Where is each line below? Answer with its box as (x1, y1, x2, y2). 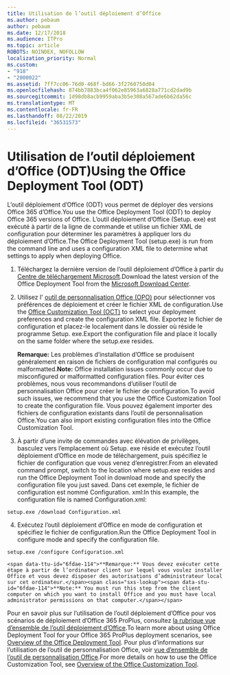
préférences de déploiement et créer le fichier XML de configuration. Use (16, 300, 223, 309)
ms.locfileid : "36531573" (7, 118, 81, 126)
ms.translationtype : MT (7, 100, 76, 107)
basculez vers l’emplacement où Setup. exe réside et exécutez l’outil (16, 444, 211, 453)
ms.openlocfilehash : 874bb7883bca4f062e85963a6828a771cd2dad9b (7, 87, 192, 94)
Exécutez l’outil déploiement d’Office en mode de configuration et (16, 521, 203, 529)
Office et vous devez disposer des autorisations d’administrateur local (7, 573, 223, 580)
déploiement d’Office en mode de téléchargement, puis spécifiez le (16, 452, 207, 460)
